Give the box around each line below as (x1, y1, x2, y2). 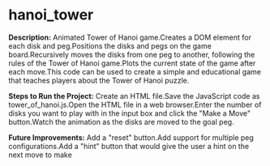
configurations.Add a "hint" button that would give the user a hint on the (8, 141, 250, 151)
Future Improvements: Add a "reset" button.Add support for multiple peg (8, 132, 254, 143)
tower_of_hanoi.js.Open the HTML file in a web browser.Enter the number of (8, 100, 262, 109)
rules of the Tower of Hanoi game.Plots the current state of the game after (8, 58, 256, 68)
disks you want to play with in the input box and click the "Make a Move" (8, 108, 251, 118)
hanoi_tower (8, 6, 94, 24)
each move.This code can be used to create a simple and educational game (8, 66, 262, 76)
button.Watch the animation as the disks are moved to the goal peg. (8, 117, 234, 126)
